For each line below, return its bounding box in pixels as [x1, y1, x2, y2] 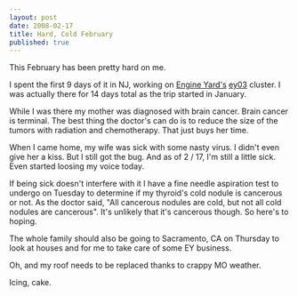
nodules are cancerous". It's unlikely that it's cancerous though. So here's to [9, 206, 289, 218]
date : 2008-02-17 [9, 21, 74, 30]
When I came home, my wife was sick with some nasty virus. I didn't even [9, 142, 280, 153]
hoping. [9, 216, 37, 227]
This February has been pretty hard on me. [9, 62, 166, 73]
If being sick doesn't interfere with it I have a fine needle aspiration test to [9, 179, 279, 189]
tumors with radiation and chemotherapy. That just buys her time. [9, 125, 249, 136]
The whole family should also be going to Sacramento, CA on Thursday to [9, 233, 280, 244]
